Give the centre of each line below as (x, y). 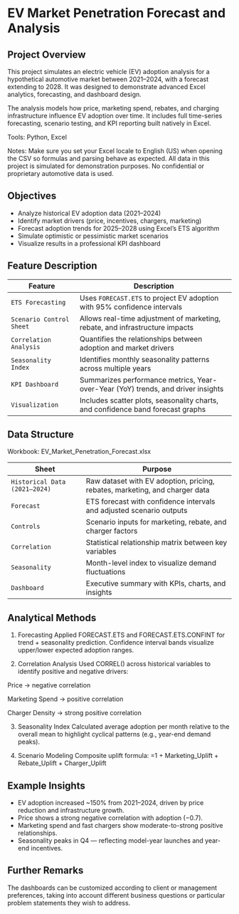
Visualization (35, 405)
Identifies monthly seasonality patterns (144, 359)
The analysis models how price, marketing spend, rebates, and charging (113, 108)
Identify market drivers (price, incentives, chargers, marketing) (110, 220)
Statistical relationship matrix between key (156, 543)
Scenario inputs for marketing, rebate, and (156, 522)
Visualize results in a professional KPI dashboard (89, 243)
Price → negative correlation (49, 685)
